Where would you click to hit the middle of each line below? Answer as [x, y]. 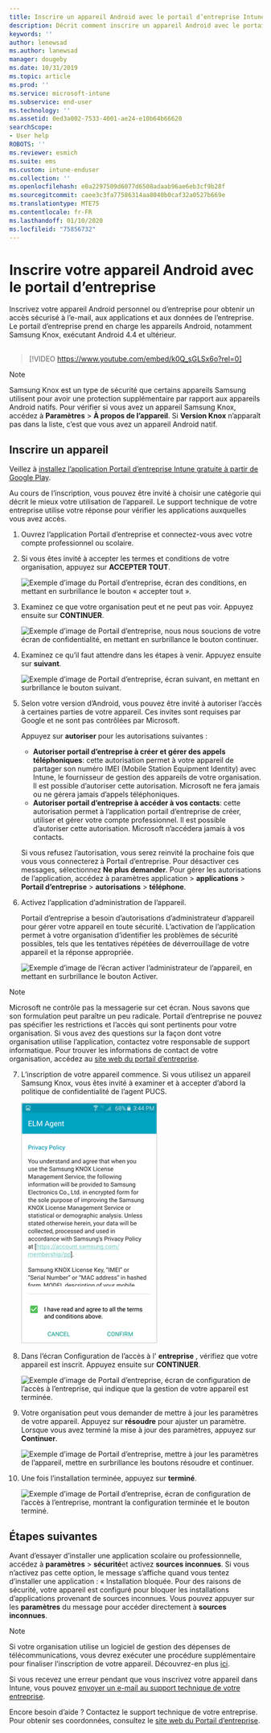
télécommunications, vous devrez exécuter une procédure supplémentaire [132, 1655]
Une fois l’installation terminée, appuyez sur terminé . [109, 1478]
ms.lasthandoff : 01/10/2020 [56, 220]
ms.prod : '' [29, 84]
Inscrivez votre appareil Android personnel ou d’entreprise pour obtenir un [132, 309]
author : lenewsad [38, 43]
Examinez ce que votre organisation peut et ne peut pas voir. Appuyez [137, 607]
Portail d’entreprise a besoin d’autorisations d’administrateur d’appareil [138, 918]
